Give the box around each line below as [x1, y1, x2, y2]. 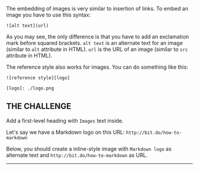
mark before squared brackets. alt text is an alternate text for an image [6, 40, 183, 46]
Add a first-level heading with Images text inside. [6, 117, 124, 124]
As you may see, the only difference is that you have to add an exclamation [6, 33, 190, 40]
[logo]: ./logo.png [6, 85, 54, 91]
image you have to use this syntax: [6, 11, 91, 18]
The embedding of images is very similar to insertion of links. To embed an [6, 5, 188, 12]
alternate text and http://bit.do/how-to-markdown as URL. [6, 151, 148, 159]
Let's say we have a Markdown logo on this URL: [6, 129, 125, 136]
